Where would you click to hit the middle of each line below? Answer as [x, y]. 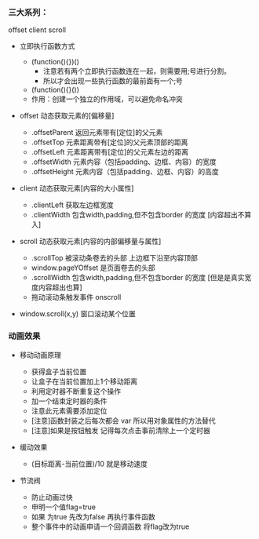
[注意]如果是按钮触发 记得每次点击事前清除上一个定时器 [120, 430]
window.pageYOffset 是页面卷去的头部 [93, 268]
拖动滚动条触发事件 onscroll [76, 297]
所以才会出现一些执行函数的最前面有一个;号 [113, 81]
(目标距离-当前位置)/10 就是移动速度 [89, 464]
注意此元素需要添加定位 [69, 410]
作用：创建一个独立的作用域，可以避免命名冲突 [107, 99]
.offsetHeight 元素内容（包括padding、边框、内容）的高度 [125, 172]
